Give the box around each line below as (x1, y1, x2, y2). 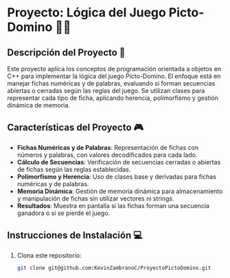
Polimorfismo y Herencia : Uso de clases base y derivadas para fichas (16, 173, 216, 181)
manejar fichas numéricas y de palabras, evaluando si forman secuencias (7, 79, 216, 87)
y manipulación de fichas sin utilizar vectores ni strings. (16, 194, 174, 203)
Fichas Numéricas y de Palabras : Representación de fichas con (16, 143, 199, 151)
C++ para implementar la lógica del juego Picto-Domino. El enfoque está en (7, 72, 221, 80)
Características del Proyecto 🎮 (7, 122, 144, 134)
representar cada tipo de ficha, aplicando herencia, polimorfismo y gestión (7, 94, 218, 102)
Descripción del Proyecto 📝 (7, 47, 126, 58)
